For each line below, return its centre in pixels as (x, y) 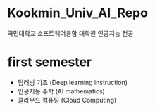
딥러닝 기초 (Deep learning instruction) (73, 82)
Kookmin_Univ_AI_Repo (77, 13)
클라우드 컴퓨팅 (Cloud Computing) (67, 100)
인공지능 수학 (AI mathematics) (61, 91)
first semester (50, 62)
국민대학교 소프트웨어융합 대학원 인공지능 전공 (70, 33)
